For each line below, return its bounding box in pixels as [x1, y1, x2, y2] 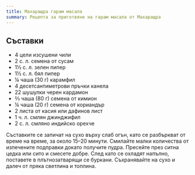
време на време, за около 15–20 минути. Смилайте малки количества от [6, 137, 189, 144]
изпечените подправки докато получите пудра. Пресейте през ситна [6, 144, 179, 151]
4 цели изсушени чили [14, 51, 71, 59]
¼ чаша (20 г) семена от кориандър [14, 101, 105, 109]
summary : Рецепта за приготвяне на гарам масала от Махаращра [6, 14, 161, 20]
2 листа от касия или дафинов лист [14, 107, 103, 115]
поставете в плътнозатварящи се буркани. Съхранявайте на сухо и [6, 156, 176, 163]
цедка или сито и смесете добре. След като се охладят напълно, [6, 150, 169, 157]
